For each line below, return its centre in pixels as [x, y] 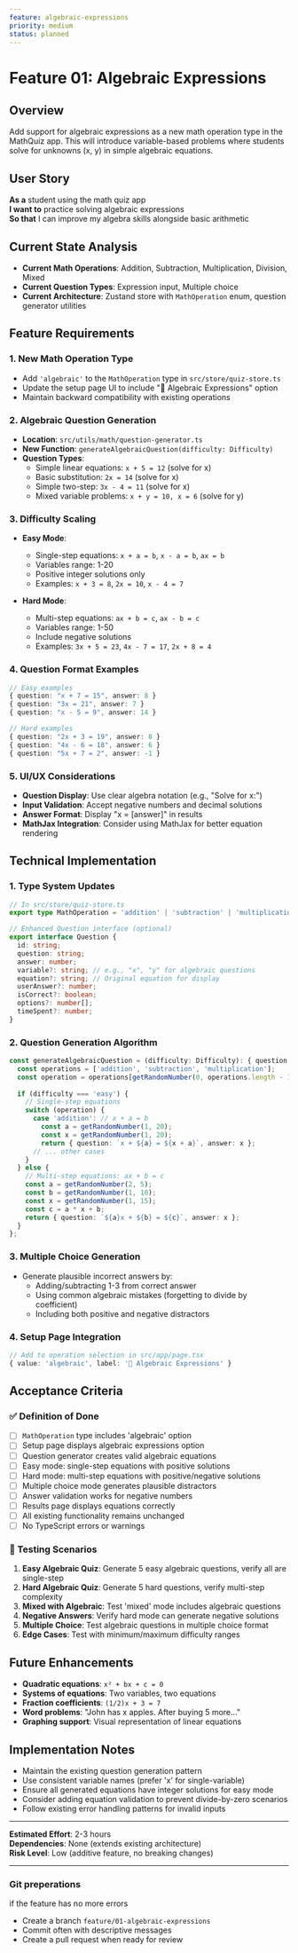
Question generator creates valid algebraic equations [119, 1455]
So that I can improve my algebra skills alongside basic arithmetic [129, 219]
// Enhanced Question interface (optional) [91, 929]
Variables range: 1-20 [74, 565]
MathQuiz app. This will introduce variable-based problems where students [147, 141]
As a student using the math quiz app [78, 200]
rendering [40, 833]
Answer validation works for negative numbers [107, 1495]
